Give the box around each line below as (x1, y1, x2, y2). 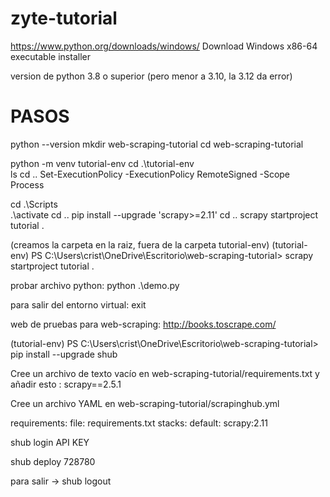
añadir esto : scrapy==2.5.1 (10, 378, 122, 390)
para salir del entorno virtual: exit (10, 298, 147, 311)
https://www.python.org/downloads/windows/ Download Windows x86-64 (10, 40, 318, 52)
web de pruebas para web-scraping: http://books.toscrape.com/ (10, 318, 277, 330)
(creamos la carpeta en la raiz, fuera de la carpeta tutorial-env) (10, 238, 270, 251)
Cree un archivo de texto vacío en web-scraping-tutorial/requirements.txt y (10, 367, 320, 379)
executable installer (10, 50, 91, 62)
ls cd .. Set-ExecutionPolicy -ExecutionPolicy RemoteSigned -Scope (10, 168, 291, 180)
